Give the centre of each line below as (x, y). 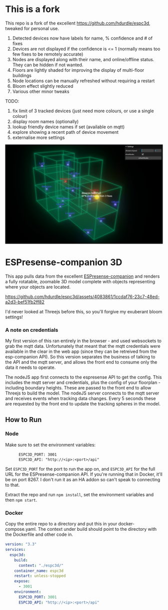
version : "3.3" (21, 544)
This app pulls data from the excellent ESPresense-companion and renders (82, 276)
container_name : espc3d (39, 571)
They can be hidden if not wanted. (48, 65)
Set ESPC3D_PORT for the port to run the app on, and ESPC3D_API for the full (80, 469)
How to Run (23, 420)
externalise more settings (38, 137)
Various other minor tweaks (41, 91)
